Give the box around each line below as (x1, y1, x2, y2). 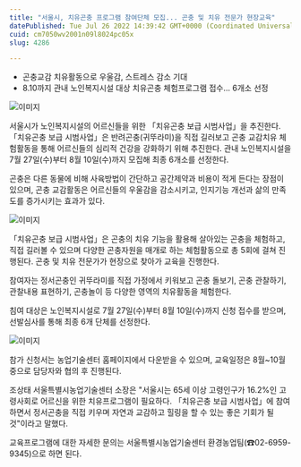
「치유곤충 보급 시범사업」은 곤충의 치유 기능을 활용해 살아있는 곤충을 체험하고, (9, 233, 286, 244)
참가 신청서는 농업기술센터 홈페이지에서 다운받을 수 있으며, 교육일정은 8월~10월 (9, 354, 287, 365)
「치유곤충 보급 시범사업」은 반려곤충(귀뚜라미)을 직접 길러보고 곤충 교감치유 (9, 132, 278, 143)
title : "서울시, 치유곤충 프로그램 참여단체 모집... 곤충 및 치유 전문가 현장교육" (9, 13, 276, 22)
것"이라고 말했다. (9, 418, 69, 429)
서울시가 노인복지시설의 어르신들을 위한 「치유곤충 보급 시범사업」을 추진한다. (9, 121, 281, 132)
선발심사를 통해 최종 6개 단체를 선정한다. (9, 317, 150, 327)
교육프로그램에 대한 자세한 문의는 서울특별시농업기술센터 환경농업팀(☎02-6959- (9, 437, 291, 448)
